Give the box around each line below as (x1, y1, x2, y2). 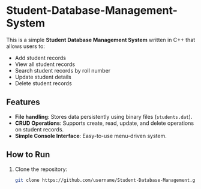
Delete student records (14, 79, 72, 87)
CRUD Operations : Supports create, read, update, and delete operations (14, 119, 194, 127)
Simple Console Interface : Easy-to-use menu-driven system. (14, 132, 167, 139)
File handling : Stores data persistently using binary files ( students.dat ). (14, 113, 193, 120)
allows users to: (6, 43, 45, 50)
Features (6, 97, 40, 107)
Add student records (14, 54, 66, 61)
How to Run (6, 149, 50, 160)
